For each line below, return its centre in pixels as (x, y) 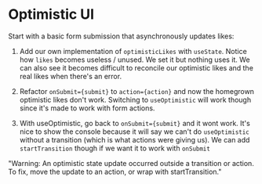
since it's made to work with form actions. (87, 108)
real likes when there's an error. (71, 76)
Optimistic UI (51, 14)
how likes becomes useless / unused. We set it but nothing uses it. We (135, 60)
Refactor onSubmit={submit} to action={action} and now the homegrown (137, 91)
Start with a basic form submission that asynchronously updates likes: (121, 36)
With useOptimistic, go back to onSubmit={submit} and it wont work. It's (135, 123)
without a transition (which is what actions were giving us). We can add (135, 139)
